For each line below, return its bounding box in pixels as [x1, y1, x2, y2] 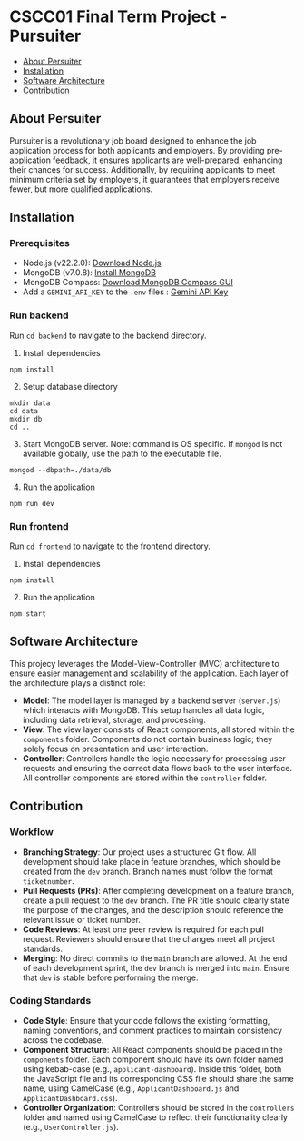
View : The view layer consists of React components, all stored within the [22, 724, 295, 735]
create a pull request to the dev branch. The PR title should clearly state [22, 895, 289, 906]
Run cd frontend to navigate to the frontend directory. [9, 541, 211, 551]
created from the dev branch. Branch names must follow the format [22, 866, 274, 877]
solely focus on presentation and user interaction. [22, 743, 209, 754]
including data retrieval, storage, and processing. [22, 714, 207, 725]
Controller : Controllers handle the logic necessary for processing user [22, 752, 286, 764]
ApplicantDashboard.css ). [22, 1092, 118, 1103]
